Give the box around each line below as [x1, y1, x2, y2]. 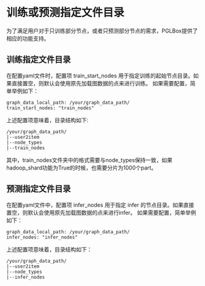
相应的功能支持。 [6, 34, 50, 42]
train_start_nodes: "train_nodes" [6, 105, 95, 111]
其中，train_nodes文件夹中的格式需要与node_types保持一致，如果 [6, 156, 173, 163]
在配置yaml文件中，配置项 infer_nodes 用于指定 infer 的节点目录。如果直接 [6, 201, 195, 209]
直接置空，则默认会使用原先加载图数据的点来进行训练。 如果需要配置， [11, 79, 190, 87]
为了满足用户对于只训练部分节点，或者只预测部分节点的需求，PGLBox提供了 [6, 27, 198, 34]
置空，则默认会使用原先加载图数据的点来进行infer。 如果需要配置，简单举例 [6, 209, 196, 216]
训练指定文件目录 [6, 55, 71, 65]
